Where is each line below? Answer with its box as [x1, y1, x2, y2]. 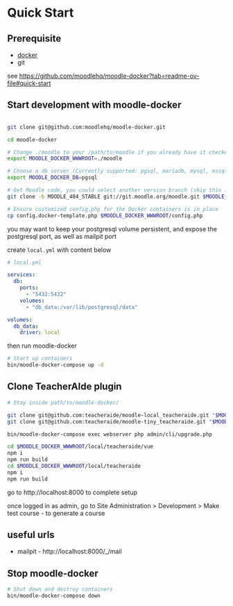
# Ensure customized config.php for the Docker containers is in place [7, 205, 218, 212]
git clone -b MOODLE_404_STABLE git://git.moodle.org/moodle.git [7, 193, 200, 200]
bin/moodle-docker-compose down [7, 592, 101, 600]
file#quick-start [7, 79, 51, 87]
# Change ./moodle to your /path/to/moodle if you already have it [7, 149, 207, 155]
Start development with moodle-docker [7, 99, 182, 111]
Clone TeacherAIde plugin [7, 380, 122, 393]
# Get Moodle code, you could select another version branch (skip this [7, 187, 222, 194]
